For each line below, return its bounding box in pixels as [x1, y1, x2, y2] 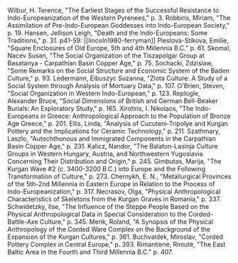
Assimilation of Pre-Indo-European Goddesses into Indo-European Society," [7, 21, 229, 29]
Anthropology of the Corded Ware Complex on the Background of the [7, 225, 211, 233]
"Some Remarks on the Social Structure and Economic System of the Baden [7, 67, 229, 75]
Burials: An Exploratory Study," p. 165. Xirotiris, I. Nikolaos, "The [7, 104, 194, 112]
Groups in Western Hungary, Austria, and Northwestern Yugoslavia [7, 149, 204, 158]
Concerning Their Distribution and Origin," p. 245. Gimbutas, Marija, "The [7, 157, 222, 166]
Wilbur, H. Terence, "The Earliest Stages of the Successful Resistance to [7, 6, 220, 14]
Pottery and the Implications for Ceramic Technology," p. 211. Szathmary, [7, 127, 220, 135]
